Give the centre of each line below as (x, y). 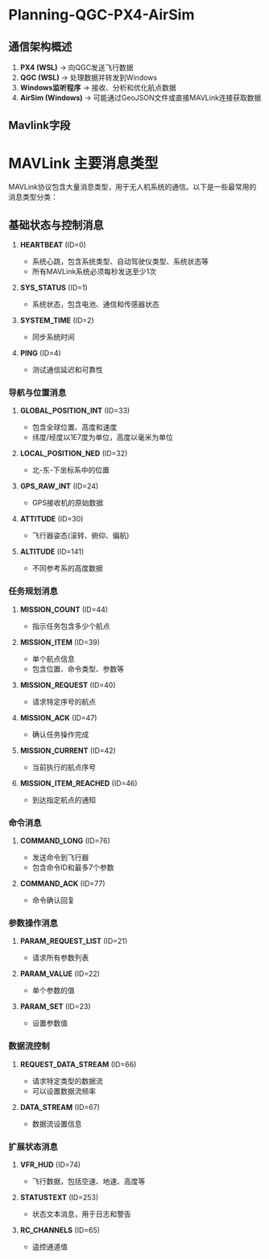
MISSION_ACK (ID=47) (58, 717)
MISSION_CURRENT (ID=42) (68, 750)
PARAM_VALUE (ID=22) (60, 974)
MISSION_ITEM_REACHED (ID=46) (79, 783)
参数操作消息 (33, 923)
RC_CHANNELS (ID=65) (60, 1230)
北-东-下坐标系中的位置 (71, 470)
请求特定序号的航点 (64, 701)
